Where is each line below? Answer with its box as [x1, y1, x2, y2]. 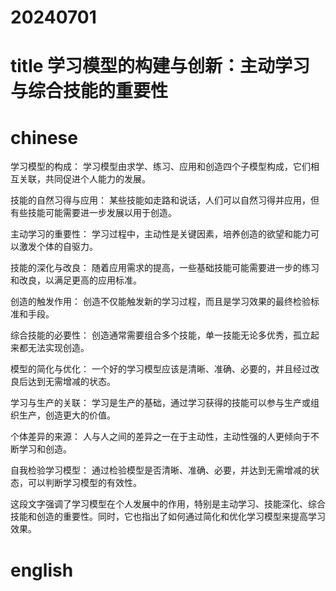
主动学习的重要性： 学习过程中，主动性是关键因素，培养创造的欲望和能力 [10, 228, 311, 240]
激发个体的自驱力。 [18, 241, 98, 253]
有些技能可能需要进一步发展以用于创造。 [10, 207, 177, 219]
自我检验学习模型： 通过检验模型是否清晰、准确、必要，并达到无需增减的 [10, 464, 311, 476]
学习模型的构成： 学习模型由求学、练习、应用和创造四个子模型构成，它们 [10, 161, 311, 173]
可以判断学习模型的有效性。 [27, 477, 142, 489]
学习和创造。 [18, 443, 72, 455]
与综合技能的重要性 [10, 80, 169, 103]
